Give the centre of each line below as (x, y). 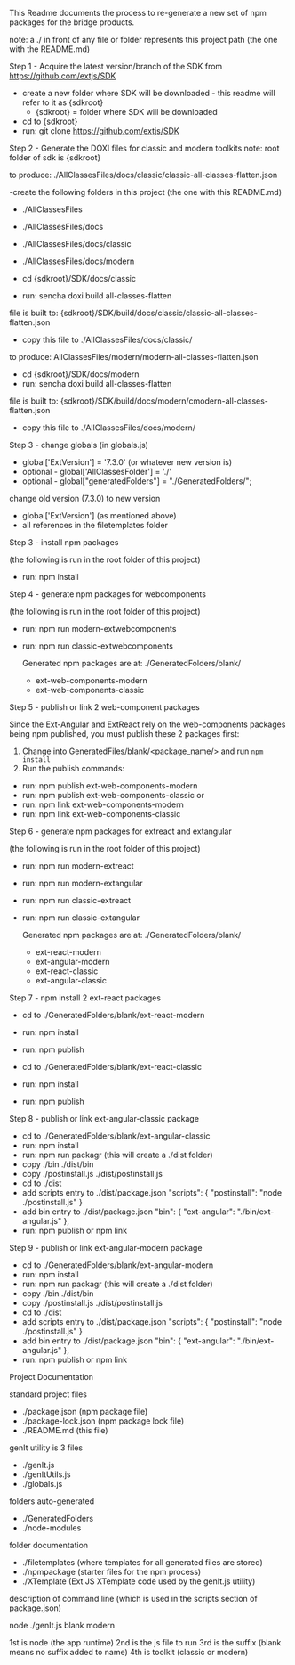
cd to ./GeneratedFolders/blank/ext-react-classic (112, 1067)
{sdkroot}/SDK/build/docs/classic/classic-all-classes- (159, 313)
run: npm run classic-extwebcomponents (97, 646)
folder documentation (49, 1545)
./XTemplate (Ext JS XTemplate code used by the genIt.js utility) (139, 1581)
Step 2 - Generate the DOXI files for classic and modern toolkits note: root (144, 148)
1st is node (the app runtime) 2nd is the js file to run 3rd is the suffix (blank (145, 1642)
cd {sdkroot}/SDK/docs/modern (80, 374)
